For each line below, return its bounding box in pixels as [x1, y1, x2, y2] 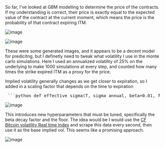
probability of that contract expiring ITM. [5, 20, 87, 25]
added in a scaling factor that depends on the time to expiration [5, 84, 134, 89]
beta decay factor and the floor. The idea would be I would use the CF [5, 117, 147, 123]
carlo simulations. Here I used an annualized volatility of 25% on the [5, 59, 143, 64]
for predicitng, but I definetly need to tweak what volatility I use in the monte [5, 53, 160, 59]
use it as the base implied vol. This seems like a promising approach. [5, 127, 144, 133]
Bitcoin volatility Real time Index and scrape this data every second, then [5, 122, 152, 127]
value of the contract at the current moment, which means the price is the [5, 15, 155, 20]
